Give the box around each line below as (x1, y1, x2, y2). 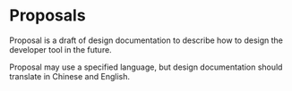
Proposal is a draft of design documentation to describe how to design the (9, 35, 284, 45)
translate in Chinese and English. (9, 70, 130, 81)
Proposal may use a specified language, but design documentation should (9, 62, 283, 72)
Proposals (9, 5, 87, 26)
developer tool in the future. (9, 44, 112, 54)
